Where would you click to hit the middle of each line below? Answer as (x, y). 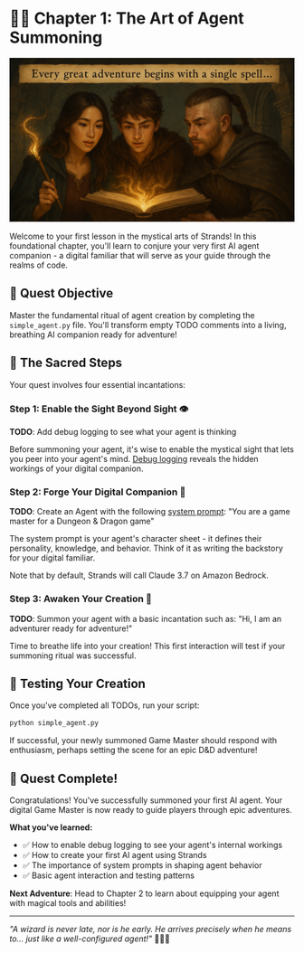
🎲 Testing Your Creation (78, 683)
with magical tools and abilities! (68, 903)
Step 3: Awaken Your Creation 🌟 (81, 599)
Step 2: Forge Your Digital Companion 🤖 (98, 492)
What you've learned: (51, 827)
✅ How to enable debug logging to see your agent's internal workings (152, 845)
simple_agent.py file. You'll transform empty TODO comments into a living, (148, 325)
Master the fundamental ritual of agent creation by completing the (132, 315)
